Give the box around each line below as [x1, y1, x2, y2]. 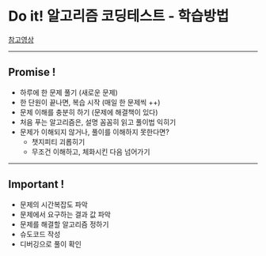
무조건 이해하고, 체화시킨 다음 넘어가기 [31, 147, 150, 156]
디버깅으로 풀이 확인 [19, 239, 82, 249]
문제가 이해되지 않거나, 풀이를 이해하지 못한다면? [19, 127, 170, 137]
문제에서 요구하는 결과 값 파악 [19, 209, 111, 219]
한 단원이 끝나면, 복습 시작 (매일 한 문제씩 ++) [19, 97, 161, 107]
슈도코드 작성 [19, 229, 61, 239]
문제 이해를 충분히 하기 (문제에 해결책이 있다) [19, 107, 158, 117]
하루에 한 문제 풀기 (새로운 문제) [19, 88, 119, 97]
